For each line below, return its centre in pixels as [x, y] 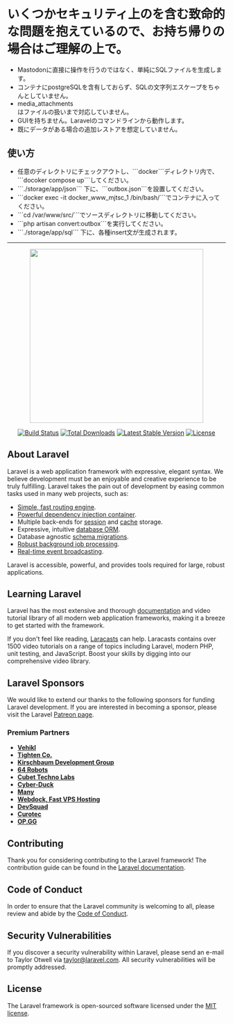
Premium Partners [38, 733]
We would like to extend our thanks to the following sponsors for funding [111, 700]
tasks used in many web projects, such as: [68, 493]
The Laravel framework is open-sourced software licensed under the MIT [112, 1005]
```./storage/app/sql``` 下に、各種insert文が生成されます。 [99, 232]
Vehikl [27, 748]
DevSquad [33, 807]
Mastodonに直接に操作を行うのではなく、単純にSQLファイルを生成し [116, 70]
